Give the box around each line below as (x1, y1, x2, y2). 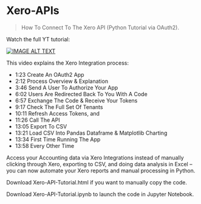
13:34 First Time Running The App (15, 135, 101, 143)
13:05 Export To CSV (15, 122, 67, 130)
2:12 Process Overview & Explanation (15, 77, 108, 85)
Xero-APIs (6, 4, 60, 18)
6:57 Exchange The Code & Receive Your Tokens (15, 97, 138, 104)
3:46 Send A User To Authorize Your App (15, 83, 118, 91)
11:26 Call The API (15, 116, 60, 124)
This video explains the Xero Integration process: (6, 59, 129, 66)
